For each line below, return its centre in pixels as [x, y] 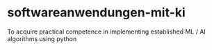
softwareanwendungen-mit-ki [96, 13]
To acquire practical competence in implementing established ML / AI [107, 32]
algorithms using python [42, 38]
